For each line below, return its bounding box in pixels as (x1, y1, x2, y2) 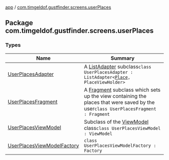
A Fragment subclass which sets (83, 86, 161, 93)
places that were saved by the (83, 99, 155, 106)
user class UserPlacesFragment (83, 105, 157, 112)
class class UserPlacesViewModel (83, 124, 161, 131)
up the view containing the (83, 92, 147, 99)
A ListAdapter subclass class (83, 63, 152, 70)
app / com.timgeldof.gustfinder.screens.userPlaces (5, 5, 112, 10)
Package (5, 19, 34, 27)
